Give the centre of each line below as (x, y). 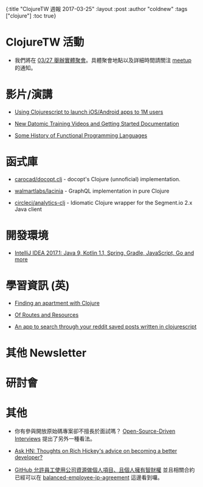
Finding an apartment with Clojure (57, 303)
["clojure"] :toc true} (31, 16)
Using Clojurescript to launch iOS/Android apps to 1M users (89, 112)
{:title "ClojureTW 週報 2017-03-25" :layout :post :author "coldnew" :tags (97, 9)
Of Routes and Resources (46, 314)
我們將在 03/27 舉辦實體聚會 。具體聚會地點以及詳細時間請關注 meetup (103, 60)
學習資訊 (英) (38, 285)
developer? (29, 457)
